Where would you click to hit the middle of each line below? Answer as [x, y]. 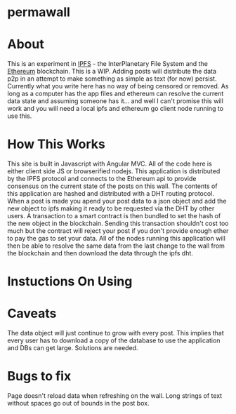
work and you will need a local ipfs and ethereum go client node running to [115, 109]
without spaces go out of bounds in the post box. [78, 403]
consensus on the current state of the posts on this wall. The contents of [112, 186]
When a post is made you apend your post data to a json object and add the [117, 201]
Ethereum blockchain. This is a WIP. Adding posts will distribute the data [112, 72]
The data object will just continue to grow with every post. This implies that [116, 333]
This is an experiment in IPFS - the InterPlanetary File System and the [108, 64]
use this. [20, 116]
